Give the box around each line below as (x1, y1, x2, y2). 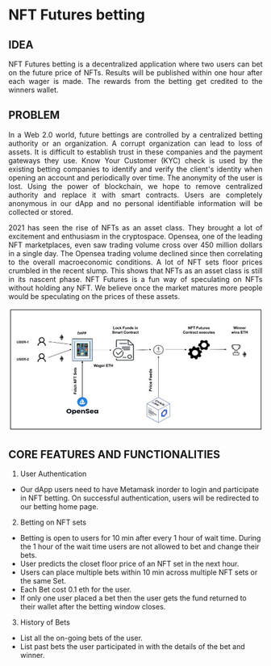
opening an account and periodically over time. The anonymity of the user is (8, 172, 263, 183)
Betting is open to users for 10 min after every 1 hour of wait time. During (19, 533, 261, 543)
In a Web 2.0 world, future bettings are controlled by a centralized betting (8, 129, 263, 139)
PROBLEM (8, 108, 60, 122)
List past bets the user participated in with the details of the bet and (19, 642, 246, 651)
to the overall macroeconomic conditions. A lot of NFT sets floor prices (8, 257, 263, 267)
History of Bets (19, 618, 70, 627)
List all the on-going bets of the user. (19, 633, 144, 643)
